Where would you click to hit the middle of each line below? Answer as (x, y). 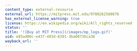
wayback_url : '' (22, 41)
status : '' (16, 28)
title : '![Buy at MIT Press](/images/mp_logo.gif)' (59, 32)
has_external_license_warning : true (42, 18)
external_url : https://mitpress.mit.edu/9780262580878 (62, 14)
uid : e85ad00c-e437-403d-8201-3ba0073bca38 (50, 37)
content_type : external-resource (39, 9)
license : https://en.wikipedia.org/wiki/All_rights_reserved (69, 23)
